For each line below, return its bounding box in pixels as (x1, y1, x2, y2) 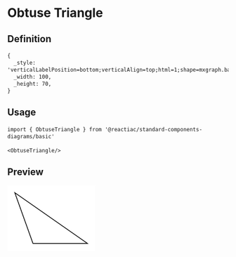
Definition (7, 33, 51, 45)
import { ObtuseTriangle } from (7, 126, 102, 133)
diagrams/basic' (7, 133, 55, 140)
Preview (7, 166, 44, 178)
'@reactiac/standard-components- (104, 126, 202, 133)
